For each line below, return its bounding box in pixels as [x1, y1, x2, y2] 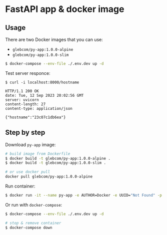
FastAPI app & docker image [5, 3, 124, 15]
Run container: [5, 183, 35, 189]
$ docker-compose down [5, 225, 52, 230]
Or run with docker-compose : [5, 202, 62, 208]
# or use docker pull [5, 170, 50, 175]
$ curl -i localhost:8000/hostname [5, 80, 79, 85]
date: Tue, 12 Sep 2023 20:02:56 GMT [5, 93, 84, 98]
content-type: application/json [5, 106, 72, 111]
